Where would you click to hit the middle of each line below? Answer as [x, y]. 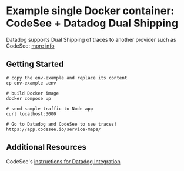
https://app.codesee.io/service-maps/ [53, 129]
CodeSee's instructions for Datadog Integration [63, 161]
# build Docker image [33, 93]
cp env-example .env [31, 83]
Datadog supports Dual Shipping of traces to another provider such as [91, 39]
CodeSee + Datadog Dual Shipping [92, 23]
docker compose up [29, 98]
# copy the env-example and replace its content [67, 78]
